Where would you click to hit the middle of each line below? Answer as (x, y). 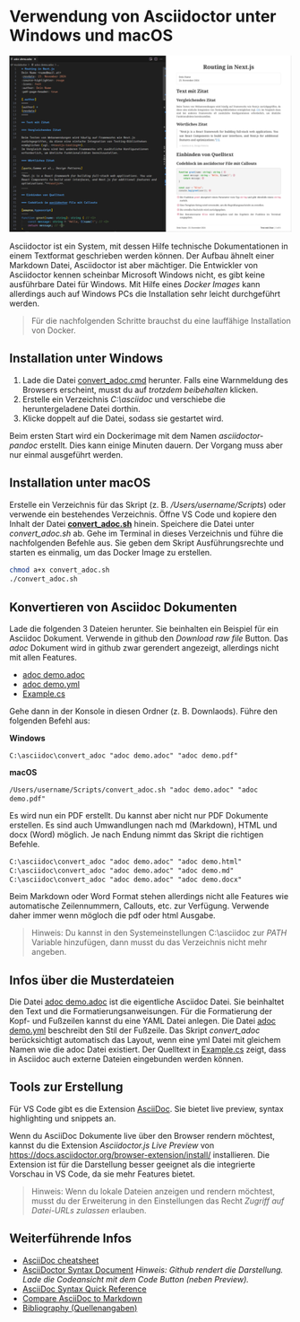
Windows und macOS (91, 35)
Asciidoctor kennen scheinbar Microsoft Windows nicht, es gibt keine (137, 275)
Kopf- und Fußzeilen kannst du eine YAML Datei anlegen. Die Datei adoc (142, 1020)
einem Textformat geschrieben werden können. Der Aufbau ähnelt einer (142, 255)
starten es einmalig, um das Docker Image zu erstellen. (111, 552)
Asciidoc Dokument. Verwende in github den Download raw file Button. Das (149, 638)
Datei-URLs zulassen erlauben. (89, 1210)
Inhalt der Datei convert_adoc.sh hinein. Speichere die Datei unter (132, 523)
